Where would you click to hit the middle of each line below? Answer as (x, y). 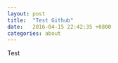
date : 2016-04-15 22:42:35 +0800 (59, 27)
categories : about (34, 33)
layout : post (26, 14)
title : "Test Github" (40, 20)
